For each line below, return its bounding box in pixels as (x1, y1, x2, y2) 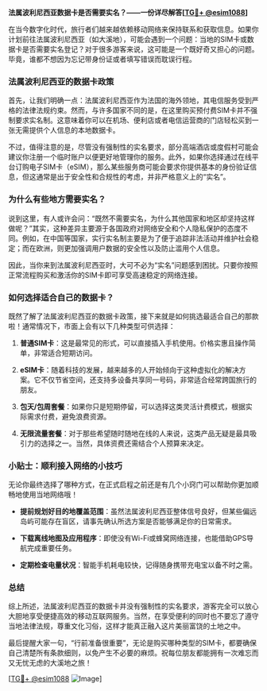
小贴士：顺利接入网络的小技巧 (8, 460, 123, 471)
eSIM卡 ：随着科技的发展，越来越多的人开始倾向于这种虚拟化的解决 (19, 365, 240, 374)
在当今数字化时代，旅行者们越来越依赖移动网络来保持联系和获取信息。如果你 (8, 25, 259, 34)
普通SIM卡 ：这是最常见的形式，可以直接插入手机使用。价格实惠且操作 (19, 338, 249, 348)
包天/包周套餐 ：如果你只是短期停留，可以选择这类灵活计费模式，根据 (19, 401, 246, 411)
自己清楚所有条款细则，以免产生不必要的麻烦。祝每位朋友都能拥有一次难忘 (8, 648, 252, 658)
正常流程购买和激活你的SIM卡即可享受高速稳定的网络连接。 (8, 270, 203, 280)
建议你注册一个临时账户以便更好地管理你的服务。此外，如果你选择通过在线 (8, 152, 252, 162)
